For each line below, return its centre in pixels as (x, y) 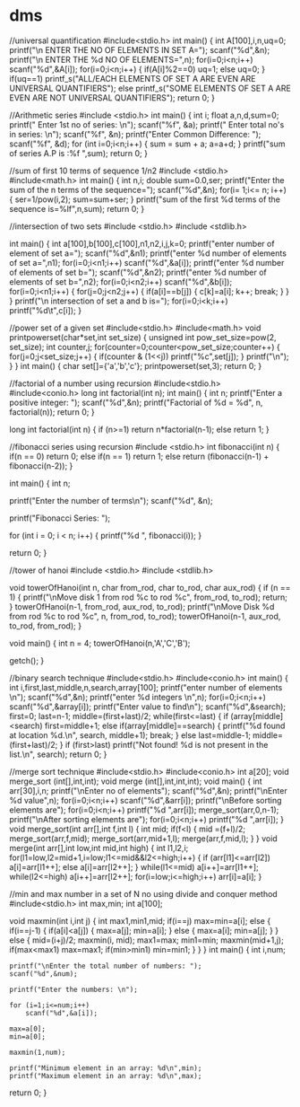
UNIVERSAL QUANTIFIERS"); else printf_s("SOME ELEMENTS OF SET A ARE (150, 88)
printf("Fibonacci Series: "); (60, 518)
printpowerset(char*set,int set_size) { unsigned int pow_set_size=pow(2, (143, 337)
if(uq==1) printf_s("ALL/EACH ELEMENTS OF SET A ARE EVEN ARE (133, 78)
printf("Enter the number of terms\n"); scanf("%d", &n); (111, 500)
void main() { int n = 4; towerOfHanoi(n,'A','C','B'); (100, 643)
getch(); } (27, 660)
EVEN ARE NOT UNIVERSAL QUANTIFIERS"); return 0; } (112, 97)
